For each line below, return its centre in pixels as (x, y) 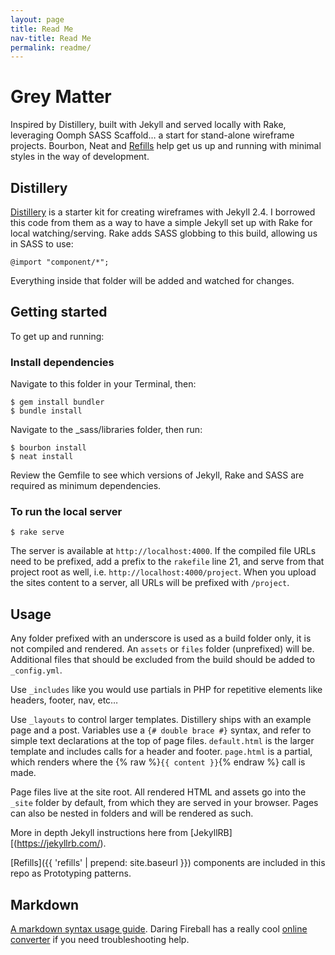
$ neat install (42, 457)
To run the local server (66, 512)
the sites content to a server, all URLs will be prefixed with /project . (150, 583)
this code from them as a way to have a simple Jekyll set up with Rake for (161, 222)
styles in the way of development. (80, 157)
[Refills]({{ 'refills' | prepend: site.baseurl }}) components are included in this (168, 863)
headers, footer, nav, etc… (64, 700)
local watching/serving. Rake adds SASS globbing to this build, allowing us (164, 233)
